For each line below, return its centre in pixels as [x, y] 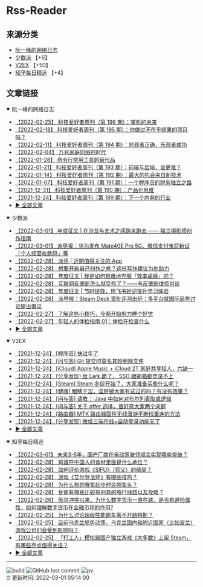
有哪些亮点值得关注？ [41, 545]
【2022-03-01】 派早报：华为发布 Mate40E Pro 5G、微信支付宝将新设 [102, 246]
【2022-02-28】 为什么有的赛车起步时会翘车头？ [76, 484]
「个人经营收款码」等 [41, 253]
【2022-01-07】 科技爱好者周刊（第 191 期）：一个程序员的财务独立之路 [103, 182]
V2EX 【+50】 [33, 65]
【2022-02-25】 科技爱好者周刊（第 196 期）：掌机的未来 [86, 122]
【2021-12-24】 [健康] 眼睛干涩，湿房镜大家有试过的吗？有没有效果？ [101, 391]
